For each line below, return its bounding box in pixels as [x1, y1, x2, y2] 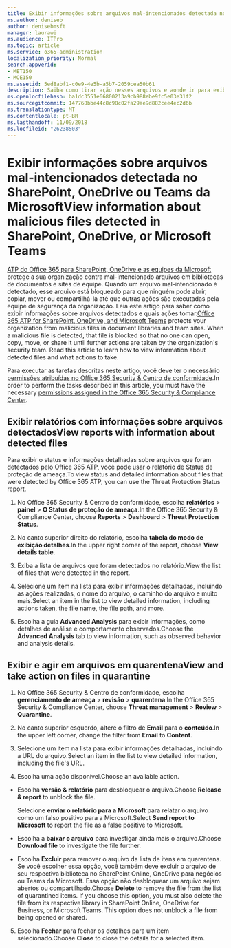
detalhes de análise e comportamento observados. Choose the [16, 624, 194, 633]
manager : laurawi [7, 29, 57, 36]
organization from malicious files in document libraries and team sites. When [7, 324, 224, 333]
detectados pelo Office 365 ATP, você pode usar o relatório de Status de [7, 463, 213, 472]
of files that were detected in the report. [16, 569, 131, 577]
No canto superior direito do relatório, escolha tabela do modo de [16, 534, 204, 542]
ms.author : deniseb [7, 17, 63, 23]
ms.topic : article [7, 42, 60, 49]
